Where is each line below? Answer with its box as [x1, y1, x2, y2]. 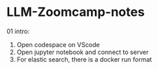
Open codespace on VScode [16, 40, 101, 49]
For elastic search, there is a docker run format [16, 55, 152, 63]
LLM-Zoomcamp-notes [6, 4, 145, 20]
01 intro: [6, 27, 30, 35]
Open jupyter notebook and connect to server [16, 48, 149, 56]
